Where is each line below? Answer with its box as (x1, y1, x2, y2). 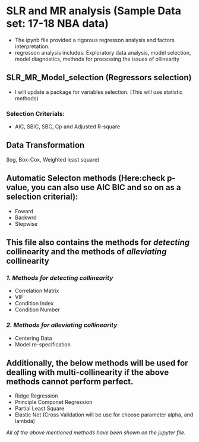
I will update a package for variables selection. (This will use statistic (14, 88, 183, 96)
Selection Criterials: (6, 109, 65, 118)
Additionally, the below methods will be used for (6, 358, 188, 368)
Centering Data (14, 334, 52, 342)
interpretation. (14, 43, 50, 50)
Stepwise (14, 220, 38, 227)
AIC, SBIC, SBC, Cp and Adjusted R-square (14, 123, 121, 130)
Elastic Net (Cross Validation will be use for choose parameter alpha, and (14, 411, 194, 418)
